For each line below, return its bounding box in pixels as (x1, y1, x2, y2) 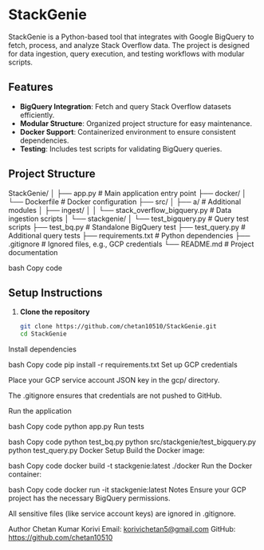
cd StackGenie (19, 330, 67, 338)
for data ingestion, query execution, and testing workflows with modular (8, 49, 245, 58)
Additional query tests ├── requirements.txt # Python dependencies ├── (8, 230, 250, 240)
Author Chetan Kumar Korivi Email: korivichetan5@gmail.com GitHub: (8, 524, 236, 534)
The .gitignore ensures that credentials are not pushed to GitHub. (8, 391, 223, 400)
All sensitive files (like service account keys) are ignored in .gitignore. (8, 509, 237, 519)
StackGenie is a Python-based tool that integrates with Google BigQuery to (8, 32, 254, 41)
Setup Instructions (8, 285, 103, 300)
